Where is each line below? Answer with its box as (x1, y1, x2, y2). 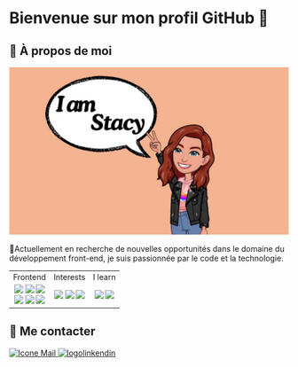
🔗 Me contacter (9, 324, 96, 340)
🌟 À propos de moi (9, 43, 113, 59)
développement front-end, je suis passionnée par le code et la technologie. (9, 253, 284, 264)
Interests (53, 271, 86, 282)
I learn (92, 271, 116, 282)
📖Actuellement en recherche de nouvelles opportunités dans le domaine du (9, 244, 286, 254)
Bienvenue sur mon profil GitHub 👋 (9, 8, 269, 28)
